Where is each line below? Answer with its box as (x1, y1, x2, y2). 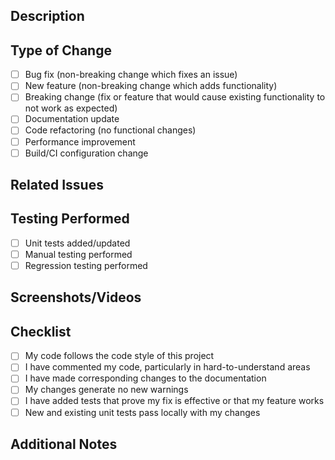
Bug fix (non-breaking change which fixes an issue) (24, 69, 238, 81)
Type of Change (10, 42, 112, 59)
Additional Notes (10, 436, 118, 453)
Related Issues (10, 177, 104, 194)
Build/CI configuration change (24, 147, 149, 159)
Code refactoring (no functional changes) (24, 124, 197, 136)
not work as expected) (24, 102, 118, 114)
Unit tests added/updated (24, 237, 131, 249)
